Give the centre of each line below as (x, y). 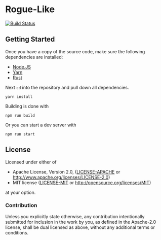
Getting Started (30, 39)
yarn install (19, 97)
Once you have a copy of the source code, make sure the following (75, 51)
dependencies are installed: (34, 57)
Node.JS (22, 66)
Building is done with (27, 106)
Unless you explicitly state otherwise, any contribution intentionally (75, 216)
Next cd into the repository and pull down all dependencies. (67, 87)
